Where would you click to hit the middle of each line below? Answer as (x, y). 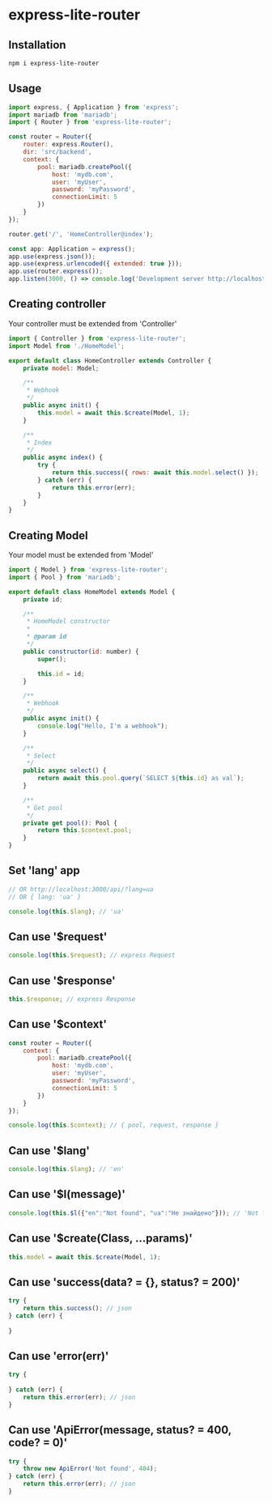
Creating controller (57, 304)
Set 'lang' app (45, 870)
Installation (37, 45)
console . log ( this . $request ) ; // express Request (92, 955)
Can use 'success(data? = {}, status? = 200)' (124, 1282)
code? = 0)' (38, 1443)
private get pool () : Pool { (70, 823)
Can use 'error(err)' (59, 1356)
